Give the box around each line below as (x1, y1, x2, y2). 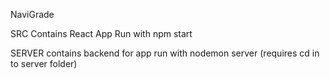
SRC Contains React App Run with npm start (10, 28, 193, 39)
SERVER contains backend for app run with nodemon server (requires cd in (10, 47, 320, 59)
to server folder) (10, 58, 78, 69)
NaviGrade (10, 9, 55, 20)
